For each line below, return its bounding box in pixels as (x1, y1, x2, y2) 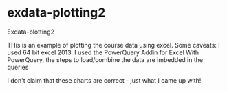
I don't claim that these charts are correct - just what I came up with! (7, 76, 202, 84)
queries (7, 63, 29, 71)
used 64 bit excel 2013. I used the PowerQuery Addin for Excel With (7, 48, 199, 57)
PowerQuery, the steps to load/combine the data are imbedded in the (7, 55, 204, 63)
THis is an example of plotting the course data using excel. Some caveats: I (7, 41, 220, 49)
